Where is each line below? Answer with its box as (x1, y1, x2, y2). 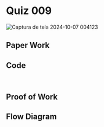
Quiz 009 (6, 4, 52, 18)
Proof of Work (6, 92, 58, 102)
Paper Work (6, 40, 50, 50)
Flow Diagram (6, 111, 57, 121)
